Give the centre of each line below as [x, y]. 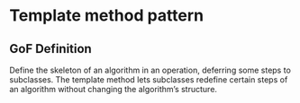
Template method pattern [107, 16]
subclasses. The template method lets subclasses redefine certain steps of [149, 80]
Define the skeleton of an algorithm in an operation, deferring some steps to [150, 70]
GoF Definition [50, 49]
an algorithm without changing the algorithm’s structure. [114, 89]
